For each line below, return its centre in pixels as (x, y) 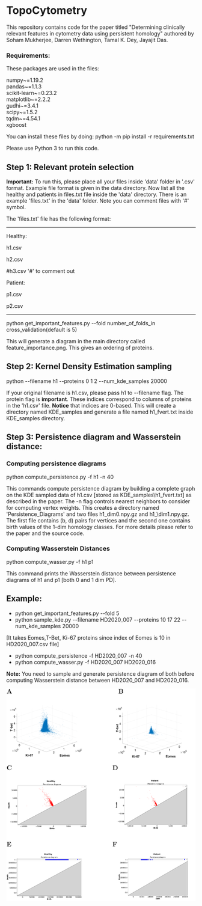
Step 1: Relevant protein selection (70, 167)
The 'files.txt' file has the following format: (59, 219)
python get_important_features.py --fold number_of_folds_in (81, 323)
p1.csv (14, 295)
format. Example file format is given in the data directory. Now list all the (96, 188)
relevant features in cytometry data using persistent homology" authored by (100, 33)
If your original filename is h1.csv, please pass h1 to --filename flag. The (95, 393)
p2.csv (15, 306)
